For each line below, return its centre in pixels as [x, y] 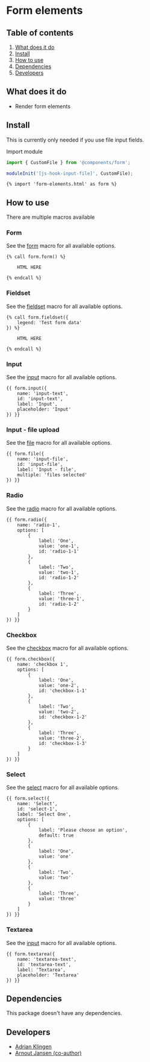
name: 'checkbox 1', [43, 664]
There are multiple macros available [51, 217]
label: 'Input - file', [47, 470]
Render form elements [43, 106]
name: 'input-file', [43, 459]
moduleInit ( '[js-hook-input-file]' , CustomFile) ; [70, 173]
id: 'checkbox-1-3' [63, 743]
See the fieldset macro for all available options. [64, 306]
